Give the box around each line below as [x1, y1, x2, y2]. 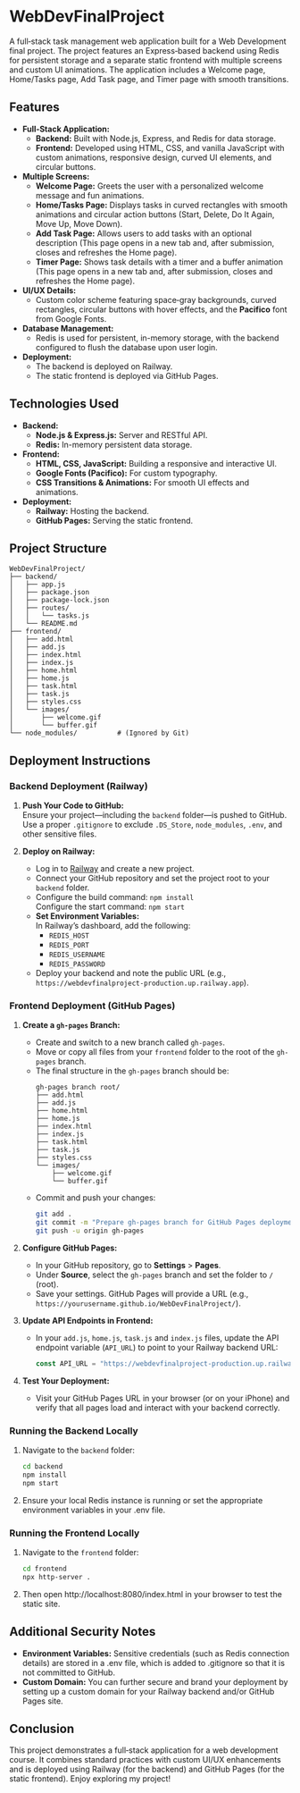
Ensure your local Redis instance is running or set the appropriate [21, 1494, 263, 1505]
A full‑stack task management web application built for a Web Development [9, 36, 287, 46]
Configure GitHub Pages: [21, 1242, 118, 1253]
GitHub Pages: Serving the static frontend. [35, 515, 194, 526]
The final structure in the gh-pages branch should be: [35, 1065, 229, 1076]
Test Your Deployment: [21, 1375, 110, 1386]
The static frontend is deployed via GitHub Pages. [35, 370, 219, 381]
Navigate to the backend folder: [21, 1445, 136, 1456]
